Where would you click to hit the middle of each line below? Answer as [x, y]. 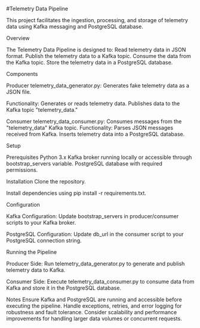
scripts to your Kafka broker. [41, 223]
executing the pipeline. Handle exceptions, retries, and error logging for [94, 306]
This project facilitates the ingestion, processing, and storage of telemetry [97, 20]
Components [22, 74]
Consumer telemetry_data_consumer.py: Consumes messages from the [94, 121]
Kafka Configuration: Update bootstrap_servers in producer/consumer [93, 216]
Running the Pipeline [32, 252]
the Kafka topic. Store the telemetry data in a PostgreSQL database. [90, 62]
